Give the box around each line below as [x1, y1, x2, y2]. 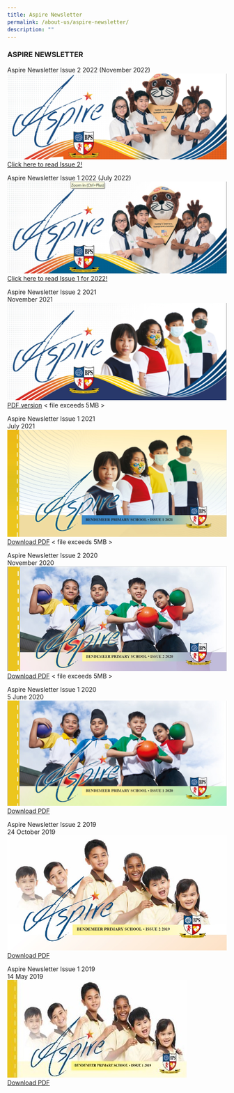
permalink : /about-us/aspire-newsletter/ [7, 18, 130, 26]
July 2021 [7, 421, 36, 430]
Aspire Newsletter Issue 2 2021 [7, 288, 97, 296]
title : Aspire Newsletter [7, 11, 82, 18]
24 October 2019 [7, 828, 56, 836]
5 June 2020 [7, 693, 44, 701]
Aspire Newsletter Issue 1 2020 [7, 685, 97, 694]
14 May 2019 [7, 972, 44, 980]
